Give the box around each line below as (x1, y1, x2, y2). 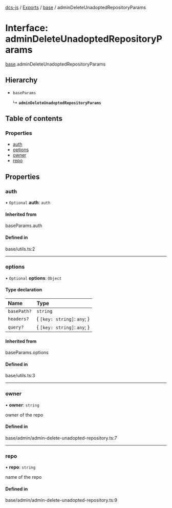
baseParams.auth (5, 222, 42, 229)
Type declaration (5, 287, 42, 293)
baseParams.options (5, 350, 49, 356)
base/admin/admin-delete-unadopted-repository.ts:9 (5, 497, 118, 503)
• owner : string (5, 402, 39, 408)
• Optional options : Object (5, 275, 62, 281)
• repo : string (5, 464, 36, 471)
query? (8, 324, 24, 330)
